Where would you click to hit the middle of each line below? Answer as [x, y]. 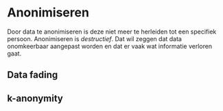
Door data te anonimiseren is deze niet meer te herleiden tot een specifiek [112, 32]
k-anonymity [35, 98]
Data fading [33, 75]
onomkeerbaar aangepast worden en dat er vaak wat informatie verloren [110, 46]
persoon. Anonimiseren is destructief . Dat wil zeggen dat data [94, 38]
